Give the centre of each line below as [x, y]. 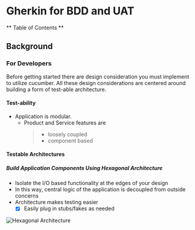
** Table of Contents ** [35, 28]
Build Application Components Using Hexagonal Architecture [85, 168]
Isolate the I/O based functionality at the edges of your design [91, 183]
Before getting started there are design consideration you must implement [98, 77]
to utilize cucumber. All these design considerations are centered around [96, 83]
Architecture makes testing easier [56, 202]
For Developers [29, 63]
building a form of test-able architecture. [56, 89]
